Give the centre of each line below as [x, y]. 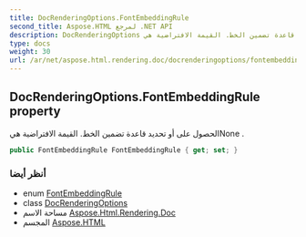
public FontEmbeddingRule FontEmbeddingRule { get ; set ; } [124, 150]
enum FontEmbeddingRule [72, 193]
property [35, 112]
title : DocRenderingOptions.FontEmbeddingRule [99, 18]
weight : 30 [30, 52]
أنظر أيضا [28, 173]
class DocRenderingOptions [75, 202]
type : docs [30, 43]
